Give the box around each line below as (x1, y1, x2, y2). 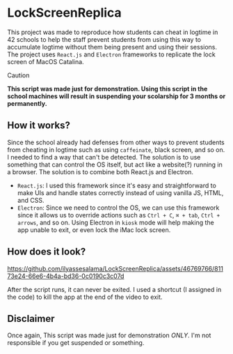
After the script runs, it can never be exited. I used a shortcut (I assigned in (7, 285, 222, 293)
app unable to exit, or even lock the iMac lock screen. (17, 225, 171, 234)
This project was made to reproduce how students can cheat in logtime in (7, 28, 218, 36)
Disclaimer (7, 312, 55, 325)
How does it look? (7, 246, 86, 258)
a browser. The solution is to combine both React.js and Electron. (7, 167, 193, 176)
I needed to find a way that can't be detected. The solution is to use (7, 153, 201, 161)
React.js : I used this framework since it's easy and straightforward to (17, 181, 217, 190)
